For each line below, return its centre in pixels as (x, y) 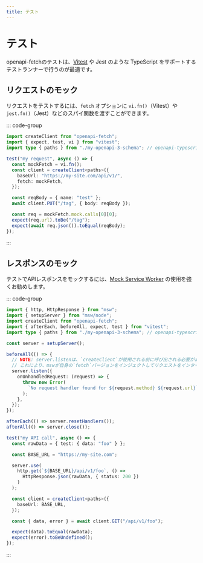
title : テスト (23, 12)
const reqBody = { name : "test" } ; (56, 198)
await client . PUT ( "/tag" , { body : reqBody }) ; (71, 203)
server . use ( (27, 466)
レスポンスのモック (42, 263)
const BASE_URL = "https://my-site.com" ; (65, 455)
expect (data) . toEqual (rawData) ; (53, 532)
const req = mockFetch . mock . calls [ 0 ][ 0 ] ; (65, 214)
